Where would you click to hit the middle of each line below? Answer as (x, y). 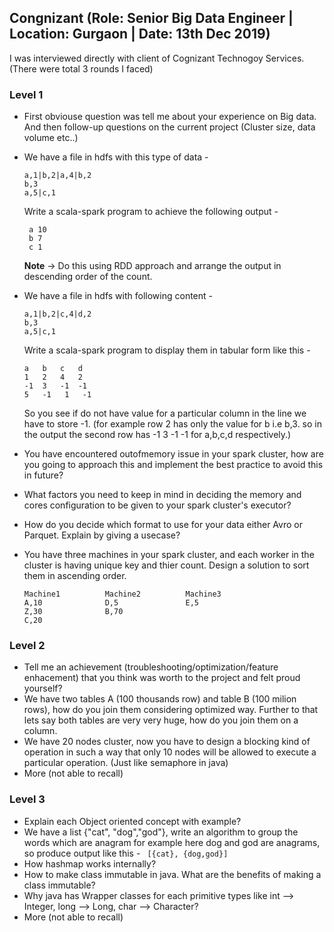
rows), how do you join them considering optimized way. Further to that (171, 710)
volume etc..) (51, 138)
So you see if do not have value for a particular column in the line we (165, 413)
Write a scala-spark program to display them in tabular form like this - (167, 350)
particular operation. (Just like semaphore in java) (126, 763)
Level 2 (27, 646)
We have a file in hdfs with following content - (118, 296)
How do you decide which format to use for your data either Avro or (163, 525)
